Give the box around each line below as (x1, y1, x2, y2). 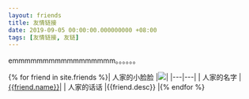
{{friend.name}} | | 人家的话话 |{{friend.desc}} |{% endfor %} (8, 82, 206, 92)
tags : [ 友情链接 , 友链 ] (8, 33, 80, 42)
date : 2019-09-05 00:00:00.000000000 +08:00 (8, 26, 157, 34)
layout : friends (8, 11, 62, 20)
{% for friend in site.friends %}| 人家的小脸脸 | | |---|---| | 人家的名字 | (8, 72, 242, 82)
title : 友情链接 (8, 19, 57, 27)
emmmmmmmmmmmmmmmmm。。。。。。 (8, 56, 140, 65)
